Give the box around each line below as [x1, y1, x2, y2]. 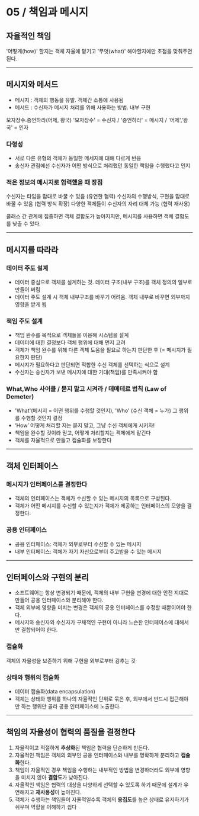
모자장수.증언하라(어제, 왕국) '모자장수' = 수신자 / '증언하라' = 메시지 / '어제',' [6, 116, 184, 123]
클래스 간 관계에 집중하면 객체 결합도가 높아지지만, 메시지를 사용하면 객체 [6, 213, 174, 220]
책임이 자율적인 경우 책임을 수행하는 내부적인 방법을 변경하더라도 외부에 [14, 766, 179, 773]
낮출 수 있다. [12, 220, 41, 227]
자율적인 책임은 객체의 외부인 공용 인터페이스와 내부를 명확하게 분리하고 [14, 751, 179, 759]
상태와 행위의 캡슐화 [6, 673, 60, 682]
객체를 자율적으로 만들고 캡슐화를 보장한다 [14, 436, 112, 444]
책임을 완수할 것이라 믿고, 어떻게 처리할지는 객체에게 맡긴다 [14, 429, 151, 436]
